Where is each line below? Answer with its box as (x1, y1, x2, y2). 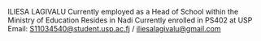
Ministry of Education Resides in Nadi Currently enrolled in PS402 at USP (7, 15, 253, 25)
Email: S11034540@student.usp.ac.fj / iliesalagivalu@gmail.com (7, 24, 221, 33)
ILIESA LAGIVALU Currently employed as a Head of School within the (7, 7, 239, 16)
